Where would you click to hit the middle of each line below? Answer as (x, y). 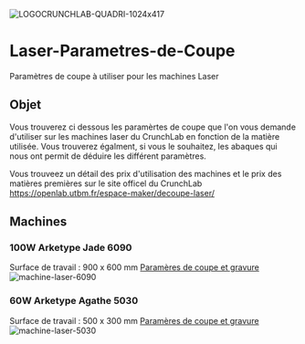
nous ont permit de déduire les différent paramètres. (108, 156)
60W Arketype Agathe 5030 (74, 301)
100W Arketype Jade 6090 (71, 248)
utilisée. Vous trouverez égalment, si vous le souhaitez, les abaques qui (144, 146)
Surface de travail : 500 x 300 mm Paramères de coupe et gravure (134, 320)
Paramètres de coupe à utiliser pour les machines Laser (114, 76)
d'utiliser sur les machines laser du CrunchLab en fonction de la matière (145, 136)
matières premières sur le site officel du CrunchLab (106, 183)
